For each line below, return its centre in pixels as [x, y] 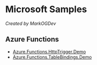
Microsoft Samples [46, 9]
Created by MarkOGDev [31, 23]
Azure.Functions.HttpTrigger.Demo [49, 51]
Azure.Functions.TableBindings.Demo [52, 57]
